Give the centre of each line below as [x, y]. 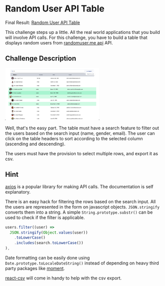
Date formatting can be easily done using [47, 258]
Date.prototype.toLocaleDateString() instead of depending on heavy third [82, 263]
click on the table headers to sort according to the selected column [74, 138]
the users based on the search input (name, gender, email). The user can [80, 133]
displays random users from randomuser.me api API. [59, 42]
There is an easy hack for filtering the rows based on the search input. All [81, 201]
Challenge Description [41, 59]
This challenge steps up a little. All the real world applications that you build [83, 32]
